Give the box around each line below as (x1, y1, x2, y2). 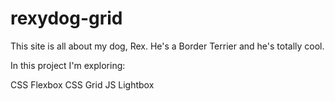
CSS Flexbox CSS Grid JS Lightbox (10, 78, 155, 91)
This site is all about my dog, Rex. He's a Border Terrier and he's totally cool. (10, 40, 325, 52)
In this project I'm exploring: (10, 59, 126, 71)
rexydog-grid (10, 7, 123, 30)
